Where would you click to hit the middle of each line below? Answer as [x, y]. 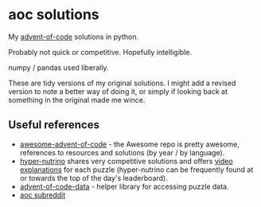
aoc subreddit [43, 195]
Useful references [54, 125]
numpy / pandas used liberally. [58, 67]
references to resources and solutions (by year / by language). [122, 152]
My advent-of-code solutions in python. [74, 37]
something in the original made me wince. [77, 100]
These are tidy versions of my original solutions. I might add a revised [122, 83]
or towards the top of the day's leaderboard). [94, 178]
